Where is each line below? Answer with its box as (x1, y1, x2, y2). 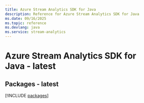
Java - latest (5, 61, 56, 72)
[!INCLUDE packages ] (5, 93, 49, 98)
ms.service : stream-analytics (5, 29, 66, 34)
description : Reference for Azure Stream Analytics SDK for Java (5, 12, 139, 16)
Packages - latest (5, 80, 59, 88)
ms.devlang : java (5, 25, 40, 30)
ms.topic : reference (5, 20, 47, 26)
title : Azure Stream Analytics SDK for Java (5, 7, 96, 12)
